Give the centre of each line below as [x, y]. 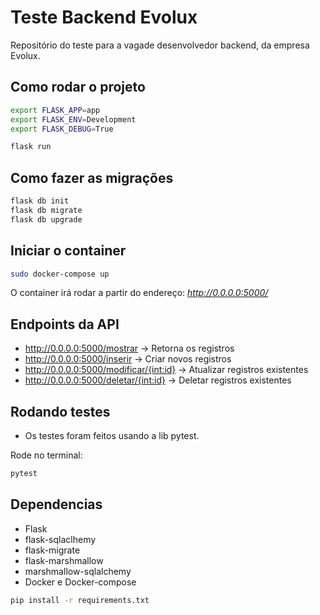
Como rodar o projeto [78, 87]
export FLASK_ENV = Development [73, 119]
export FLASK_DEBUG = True [62, 129]
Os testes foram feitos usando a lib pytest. [112, 435]
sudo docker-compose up [60, 274]
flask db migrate [46, 210]
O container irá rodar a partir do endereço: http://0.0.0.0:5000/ [139, 293]
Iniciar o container [68, 251]
